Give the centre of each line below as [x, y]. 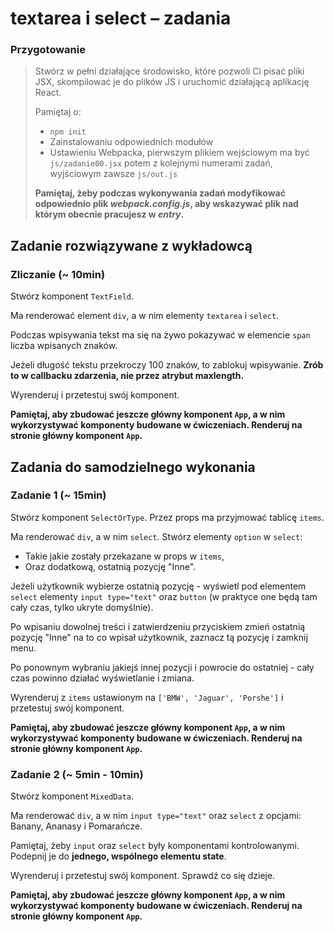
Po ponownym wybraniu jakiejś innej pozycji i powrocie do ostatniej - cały [162, 667]
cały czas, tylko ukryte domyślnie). [82, 607]
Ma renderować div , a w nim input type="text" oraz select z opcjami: [156, 816]
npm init [68, 132]
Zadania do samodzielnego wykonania [133, 467]
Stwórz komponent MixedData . [72, 796]
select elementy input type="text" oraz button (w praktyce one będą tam [164, 596]
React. [48, 93]
